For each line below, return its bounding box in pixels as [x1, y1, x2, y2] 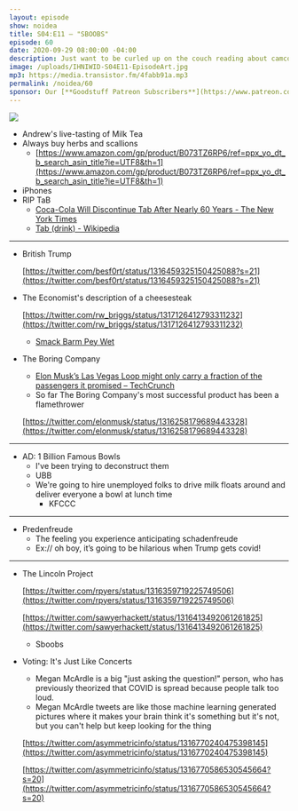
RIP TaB [21, 195, 51, 205]
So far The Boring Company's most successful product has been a [35, 389, 279, 400]
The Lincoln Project [21, 568, 94, 578]
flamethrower [35, 399, 85, 409]
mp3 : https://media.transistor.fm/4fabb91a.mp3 [9, 71, 189, 80]
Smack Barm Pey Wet [35, 336, 115, 346]
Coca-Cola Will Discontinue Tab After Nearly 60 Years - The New [35, 203, 274, 214]
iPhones [21, 185, 52, 195]
